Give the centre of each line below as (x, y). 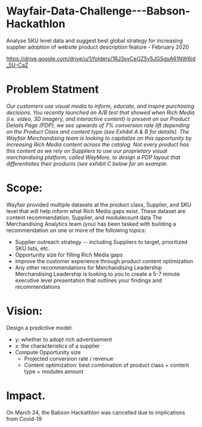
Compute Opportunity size (48, 352)
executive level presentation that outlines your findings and (88, 280)
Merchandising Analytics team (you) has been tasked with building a (91, 223)
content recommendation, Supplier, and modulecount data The (84, 217)
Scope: (24, 188)
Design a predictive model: (39, 328)
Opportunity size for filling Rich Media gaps (69, 255)
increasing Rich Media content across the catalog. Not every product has (98, 144)
